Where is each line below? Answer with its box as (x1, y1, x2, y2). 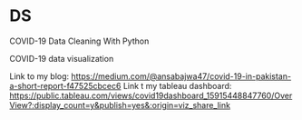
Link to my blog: (9, 70, 70, 82)
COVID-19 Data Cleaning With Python (9, 35, 150, 46)
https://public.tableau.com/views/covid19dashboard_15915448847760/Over (9, 90, 293, 101)
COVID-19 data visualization (9, 53, 114, 64)
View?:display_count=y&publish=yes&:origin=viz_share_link (9, 99, 231, 110)
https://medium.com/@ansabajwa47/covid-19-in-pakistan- (71, 70, 292, 82)
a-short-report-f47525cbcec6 (9, 80, 122, 91)
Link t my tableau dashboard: (122, 80, 232, 91)
